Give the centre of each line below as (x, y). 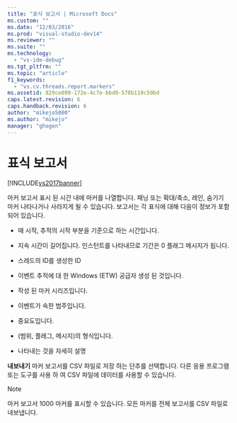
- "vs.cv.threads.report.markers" (64, 86)
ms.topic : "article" (38, 73)
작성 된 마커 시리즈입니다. (53, 291)
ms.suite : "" (27, 47)
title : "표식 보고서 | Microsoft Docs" (63, 14)
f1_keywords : (27, 80)
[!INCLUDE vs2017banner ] (45, 183)
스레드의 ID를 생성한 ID (49, 261)
